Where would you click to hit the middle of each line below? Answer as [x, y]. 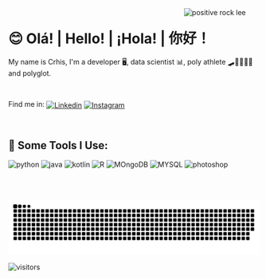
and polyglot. [30, 73]
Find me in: [27, 104]
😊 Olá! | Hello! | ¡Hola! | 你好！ [110, 39]
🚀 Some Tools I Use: [59, 145]
